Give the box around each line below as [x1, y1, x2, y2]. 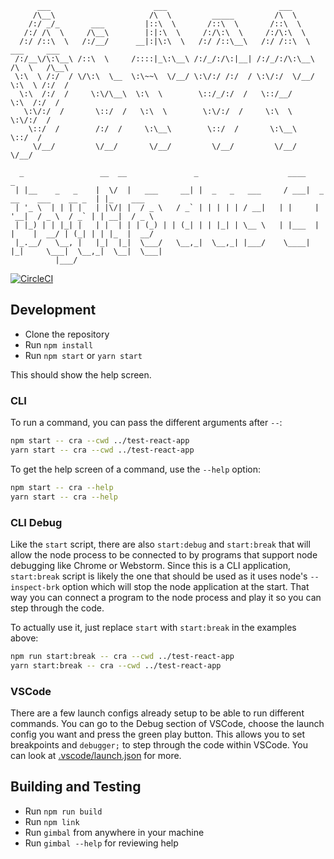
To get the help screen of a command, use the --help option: [10, 463, 261, 475]
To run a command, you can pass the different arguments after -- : [10, 417, 283, 429]
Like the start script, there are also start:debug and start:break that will [10, 538, 311, 550]
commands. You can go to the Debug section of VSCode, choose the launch [10, 717, 325, 729]
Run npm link [24, 815, 80, 827]
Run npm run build [24, 805, 103, 817]
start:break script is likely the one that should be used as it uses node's [10, 570, 308, 582]
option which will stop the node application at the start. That [61, 580, 310, 592]
